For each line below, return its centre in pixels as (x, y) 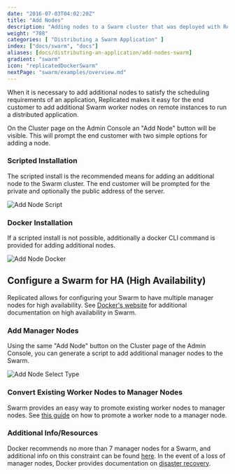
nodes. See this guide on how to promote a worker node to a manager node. (117, 415)
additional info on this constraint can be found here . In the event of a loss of (116, 456)
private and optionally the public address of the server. (86, 191)
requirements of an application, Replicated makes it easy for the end (106, 99)
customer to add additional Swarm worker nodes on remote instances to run (117, 107)
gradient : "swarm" (34, 59)
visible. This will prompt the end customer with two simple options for (107, 135)
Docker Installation (40, 222)
